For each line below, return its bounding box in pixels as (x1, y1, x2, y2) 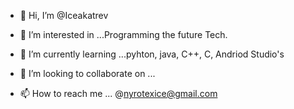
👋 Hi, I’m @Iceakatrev (19, 10, 109, 21)
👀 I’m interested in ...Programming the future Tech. (19, 29, 228, 40)
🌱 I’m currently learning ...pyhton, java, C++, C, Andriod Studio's (19, 48, 285, 60)
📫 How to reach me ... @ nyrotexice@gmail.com (19, 88, 218, 99)
